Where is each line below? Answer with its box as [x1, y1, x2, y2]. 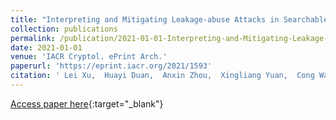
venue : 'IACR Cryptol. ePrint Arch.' [10, 52, 168, 62]
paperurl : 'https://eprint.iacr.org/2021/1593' [10, 61, 213, 71]
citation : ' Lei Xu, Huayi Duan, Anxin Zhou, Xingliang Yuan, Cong [10, 71, 315, 81]
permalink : [10, 33, 56, 43]
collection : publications [10, 24, 118, 34]
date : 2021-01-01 [10, 42, 83, 53]
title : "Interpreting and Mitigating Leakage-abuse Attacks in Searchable [10, 14, 329, 25]
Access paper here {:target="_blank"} [10, 97, 164, 110]
